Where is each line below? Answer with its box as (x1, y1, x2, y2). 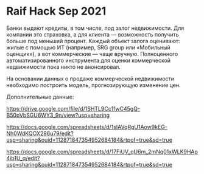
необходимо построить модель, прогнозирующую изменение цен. (6, 81, 181, 89)
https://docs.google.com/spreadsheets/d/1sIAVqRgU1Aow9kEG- (6, 123, 167, 130)
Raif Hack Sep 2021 (6, 4, 107, 18)
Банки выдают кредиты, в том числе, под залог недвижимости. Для (6, 24, 185, 32)
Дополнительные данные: (6, 93, 74, 100)
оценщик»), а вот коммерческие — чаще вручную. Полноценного (6, 50, 178, 57)
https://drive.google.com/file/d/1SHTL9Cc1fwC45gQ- (6, 105, 141, 112)
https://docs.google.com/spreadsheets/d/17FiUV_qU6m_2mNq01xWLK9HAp (6, 148, 198, 155)
